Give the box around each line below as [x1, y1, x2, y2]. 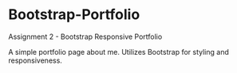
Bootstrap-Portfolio [8, 6, 140, 24]
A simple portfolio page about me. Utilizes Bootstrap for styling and [8, 47, 229, 56]
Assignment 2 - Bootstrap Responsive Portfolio [8, 32, 163, 41]
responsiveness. [8, 56, 62, 65]
